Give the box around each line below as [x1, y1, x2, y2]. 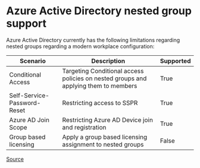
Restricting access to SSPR [62, 99, 138, 107]
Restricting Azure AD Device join [62, 116, 154, 124]
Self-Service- [9, 91, 49, 99]
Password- [9, 99, 41, 107]
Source [6, 156, 24, 163]
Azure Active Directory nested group [6, 4, 192, 18]
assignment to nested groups [62, 140, 144, 148]
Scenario [20, 56, 46, 65]
